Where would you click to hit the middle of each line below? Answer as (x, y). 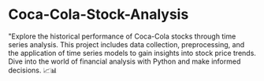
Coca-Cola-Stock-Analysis (99, 15)
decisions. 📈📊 (33, 70)
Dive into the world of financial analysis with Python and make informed (125, 61)
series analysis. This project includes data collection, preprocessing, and (126, 44)
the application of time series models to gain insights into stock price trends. (132, 53)
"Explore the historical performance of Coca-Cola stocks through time (122, 36)
